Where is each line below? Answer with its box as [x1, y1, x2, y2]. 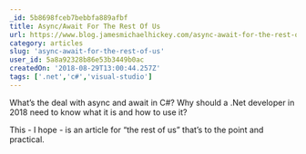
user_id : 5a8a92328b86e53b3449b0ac [9, 55, 145, 64]
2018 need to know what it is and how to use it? [9, 106, 188, 118]
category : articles [9, 38, 84, 48]
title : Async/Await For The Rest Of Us [9, 22, 161, 31]
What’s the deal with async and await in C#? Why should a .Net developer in [9, 97, 295, 108]
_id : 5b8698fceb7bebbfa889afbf [9, 13, 128, 23]
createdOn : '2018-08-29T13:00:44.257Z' [9, 64, 161, 73]
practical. [9, 133, 46, 145]
